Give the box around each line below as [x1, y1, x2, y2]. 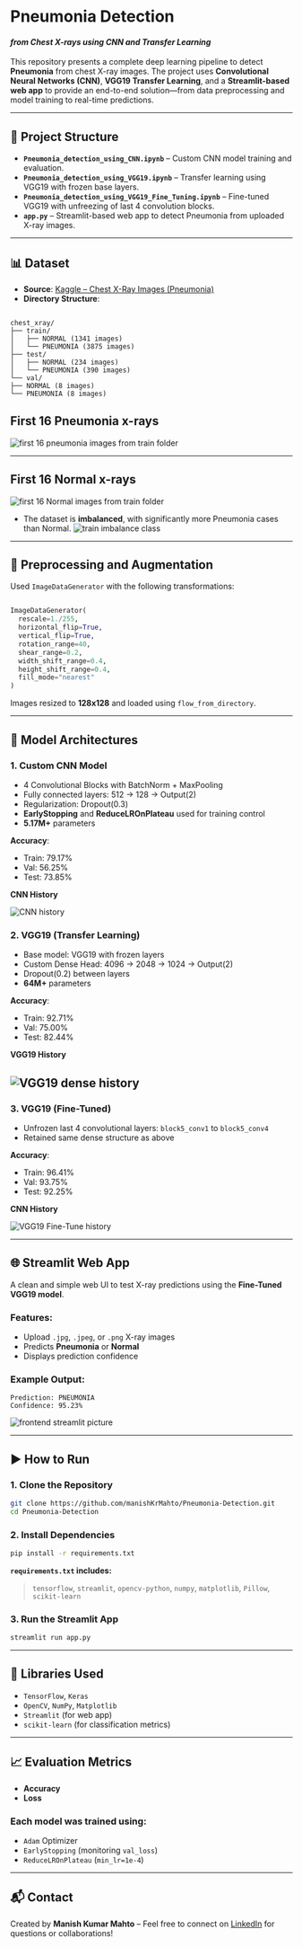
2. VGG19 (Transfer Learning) [10, 928, 141, 941]
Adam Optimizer [22, 1835, 79, 1845]
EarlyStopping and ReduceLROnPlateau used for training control [22, 808, 265, 819]
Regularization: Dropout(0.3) [22, 798, 129, 810]
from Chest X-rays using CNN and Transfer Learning [10, 36, 211, 47]
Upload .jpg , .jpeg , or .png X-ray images [22, 1332, 176, 1342]
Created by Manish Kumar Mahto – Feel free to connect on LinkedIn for [10, 1918, 275, 1929]
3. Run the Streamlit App [10, 1613, 119, 1625]
